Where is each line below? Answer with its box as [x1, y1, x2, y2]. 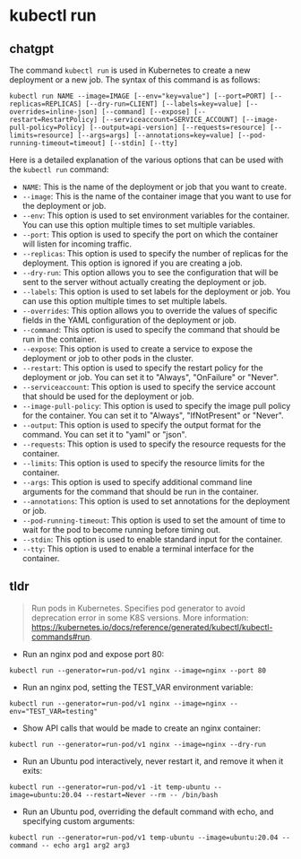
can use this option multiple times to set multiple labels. [21, 296, 228, 306]
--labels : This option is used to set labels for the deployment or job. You [21, 286, 291, 297]
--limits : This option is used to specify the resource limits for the [21, 458, 265, 468]
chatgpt [9, 41, 55, 56]
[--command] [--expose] [101, 108, 191, 117]
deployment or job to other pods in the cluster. [21, 353, 194, 363]
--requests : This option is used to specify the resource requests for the [21, 438, 287, 449]
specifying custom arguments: [21, 815, 135, 826]
